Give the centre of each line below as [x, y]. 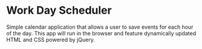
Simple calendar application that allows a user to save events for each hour [100, 27]
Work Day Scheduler [59, 10]
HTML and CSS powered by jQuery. [50, 39]
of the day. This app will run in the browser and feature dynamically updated [101, 33]
